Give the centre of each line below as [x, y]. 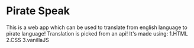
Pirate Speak [38, 11]
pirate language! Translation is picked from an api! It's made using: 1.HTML [97, 33]
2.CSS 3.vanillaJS [28, 40]
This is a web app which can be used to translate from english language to [97, 27]
